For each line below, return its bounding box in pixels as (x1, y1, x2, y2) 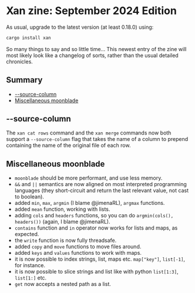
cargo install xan (6, 35, 51, 41)
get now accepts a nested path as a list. (14, 281, 112, 288)
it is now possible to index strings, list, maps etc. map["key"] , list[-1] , (14, 255, 186, 262)
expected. (14, 231, 39, 238)
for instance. (14, 262, 46, 269)
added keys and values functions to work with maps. (14, 250, 142, 257)
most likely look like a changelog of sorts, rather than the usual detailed (6, 52, 179, 59)
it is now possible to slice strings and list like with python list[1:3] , (14, 268, 179, 275)
